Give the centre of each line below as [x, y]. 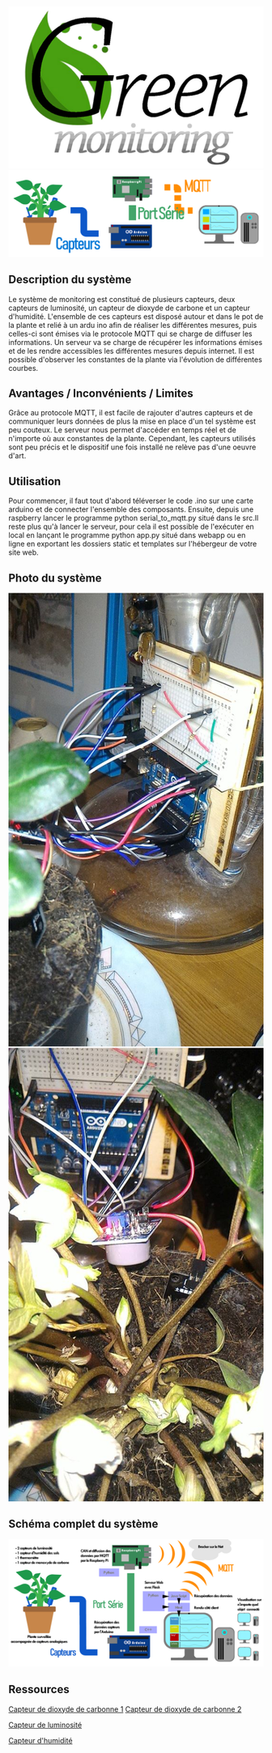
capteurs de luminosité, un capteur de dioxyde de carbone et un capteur [130, 308]
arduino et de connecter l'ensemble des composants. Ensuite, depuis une [131, 509]
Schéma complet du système [83, 1524]
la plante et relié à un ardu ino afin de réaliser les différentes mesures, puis [133, 325]
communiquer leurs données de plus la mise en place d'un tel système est [132, 421]
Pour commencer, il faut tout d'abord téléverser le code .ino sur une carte [131, 501]
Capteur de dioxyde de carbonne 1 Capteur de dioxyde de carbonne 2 [125, 1709]
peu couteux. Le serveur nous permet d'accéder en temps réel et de [122, 430]
